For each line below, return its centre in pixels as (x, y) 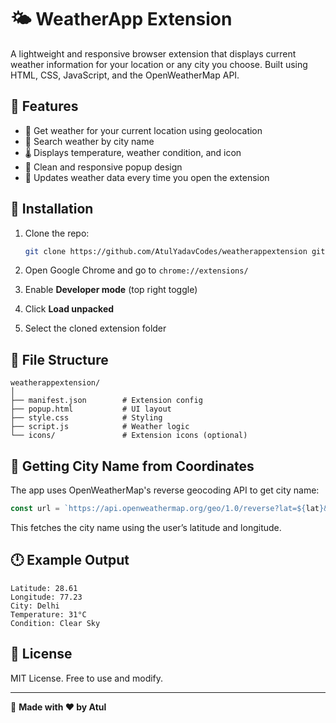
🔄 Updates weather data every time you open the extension (147, 177)
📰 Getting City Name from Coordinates (132, 466)
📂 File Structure (59, 359)
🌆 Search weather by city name (89, 141)
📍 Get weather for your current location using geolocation (143, 130)
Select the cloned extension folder (95, 328)
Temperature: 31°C (48, 614)
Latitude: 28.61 (44, 588)
